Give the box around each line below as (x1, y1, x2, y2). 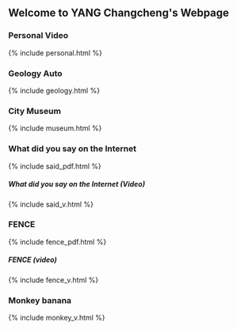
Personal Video (8, 30, 69, 41)
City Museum (8, 105, 62, 116)
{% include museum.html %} (8, 123, 102, 133)
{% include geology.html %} (8, 85, 101, 95)
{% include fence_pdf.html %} (8, 237, 107, 246)
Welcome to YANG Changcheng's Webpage (8, 6, 230, 20)
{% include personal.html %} (8, 47, 103, 58)
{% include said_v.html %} (8, 199, 94, 209)
